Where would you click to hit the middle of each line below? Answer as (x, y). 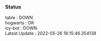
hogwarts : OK (20, 23)
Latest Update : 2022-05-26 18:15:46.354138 (51, 34)
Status (13, 7)
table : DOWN (19, 18)
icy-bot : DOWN (21, 28)
